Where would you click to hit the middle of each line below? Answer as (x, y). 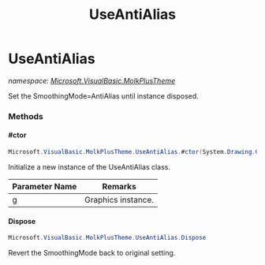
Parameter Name (45, 186)
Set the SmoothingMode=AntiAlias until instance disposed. (103, 95)
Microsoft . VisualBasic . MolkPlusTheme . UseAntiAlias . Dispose (107, 238)
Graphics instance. (119, 200)
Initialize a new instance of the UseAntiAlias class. (90, 166)
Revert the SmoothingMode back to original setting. (92, 253)
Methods (26, 116)
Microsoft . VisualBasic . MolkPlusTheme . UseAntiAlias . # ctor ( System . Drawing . (132, 152)
